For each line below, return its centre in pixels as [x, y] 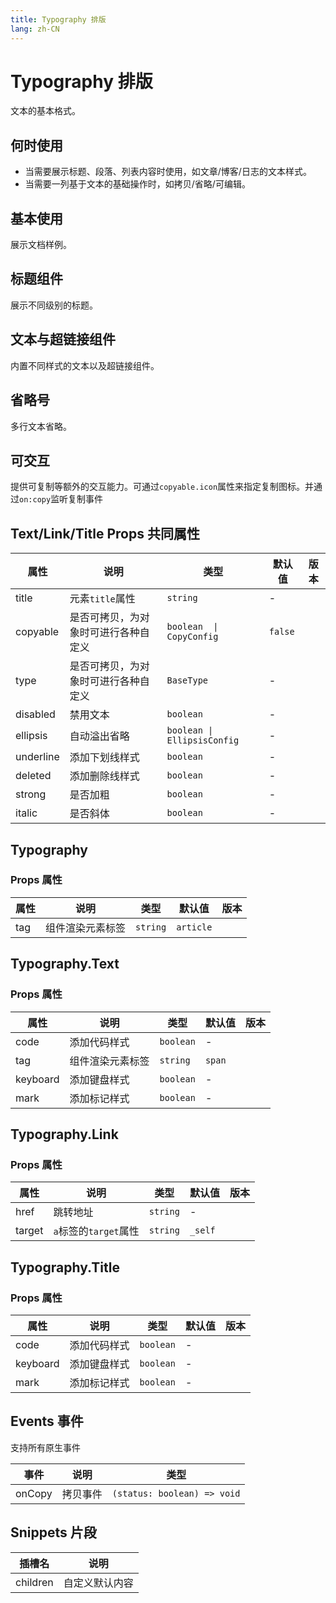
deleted [33, 776]
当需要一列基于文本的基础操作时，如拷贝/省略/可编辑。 [137, 184]
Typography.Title [65, 1267]
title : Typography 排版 [58, 19]
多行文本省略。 [41, 426]
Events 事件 [47, 1421]
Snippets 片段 [53, 1532]
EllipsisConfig [203, 740]
